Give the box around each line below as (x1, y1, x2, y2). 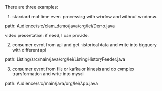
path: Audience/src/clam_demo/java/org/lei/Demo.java (5, 23, 115, 29)
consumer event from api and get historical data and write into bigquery (12, 42, 157, 48)
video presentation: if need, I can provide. (5, 33, 89, 38)
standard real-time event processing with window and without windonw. (12, 14, 158, 19)
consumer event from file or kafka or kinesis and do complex (12, 66, 135, 72)
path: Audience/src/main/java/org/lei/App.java (5, 80, 98, 86)
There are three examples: (5, 4, 58, 10)
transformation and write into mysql (12, 71, 84, 77)
